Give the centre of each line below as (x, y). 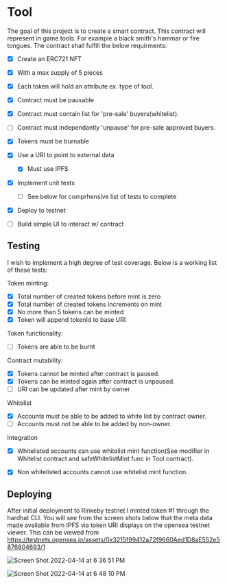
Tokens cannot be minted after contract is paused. (88, 373)
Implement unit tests (46, 183)
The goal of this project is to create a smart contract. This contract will (106, 31)
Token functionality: (35, 333)
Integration (22, 438)
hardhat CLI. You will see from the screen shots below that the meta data (110, 518)
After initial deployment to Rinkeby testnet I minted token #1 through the (108, 511)
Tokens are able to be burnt (56, 347)
